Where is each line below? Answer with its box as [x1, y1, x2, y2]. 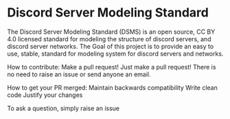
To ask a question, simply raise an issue [7, 104, 120, 112]
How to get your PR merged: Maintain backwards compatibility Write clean [7, 83, 218, 91]
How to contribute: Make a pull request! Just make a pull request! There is [7, 63, 216, 71]
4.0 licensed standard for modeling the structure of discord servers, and [7, 34, 211, 43]
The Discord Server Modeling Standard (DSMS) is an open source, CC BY [7, 28, 216, 36]
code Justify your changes [7, 91, 83, 99]
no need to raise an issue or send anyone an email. [7, 70, 151, 78]
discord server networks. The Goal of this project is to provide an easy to [7, 42, 214, 50]
